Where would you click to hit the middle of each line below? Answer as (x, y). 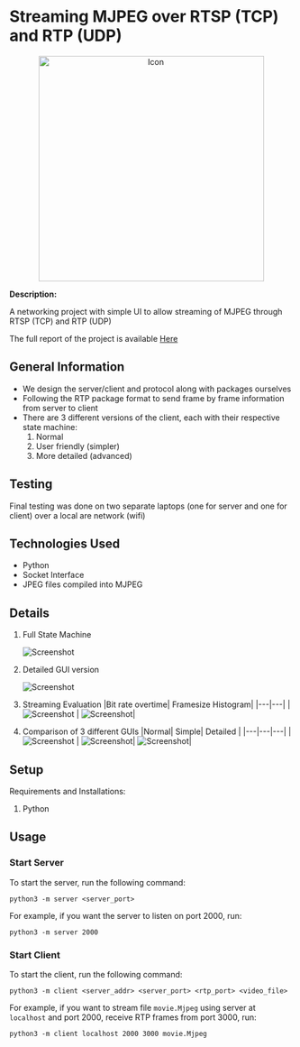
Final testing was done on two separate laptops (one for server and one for (149, 506)
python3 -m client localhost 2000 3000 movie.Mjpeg (108, 1033)
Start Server (37, 863)
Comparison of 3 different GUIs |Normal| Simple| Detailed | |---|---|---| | (157, 731)
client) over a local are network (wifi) (77, 515)
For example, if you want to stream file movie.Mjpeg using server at (133, 1007)
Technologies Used (64, 543)
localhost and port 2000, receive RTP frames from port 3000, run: (133, 1017)
